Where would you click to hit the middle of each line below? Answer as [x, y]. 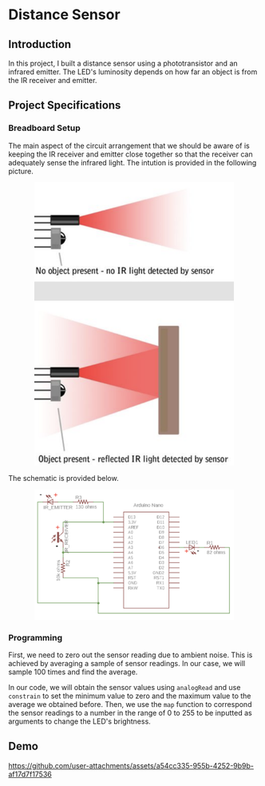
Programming [35, 637]
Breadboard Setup [45, 128]
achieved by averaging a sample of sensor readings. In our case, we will [127, 663]
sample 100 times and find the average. [73, 672]
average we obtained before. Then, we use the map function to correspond [130, 704]
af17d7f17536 [30, 774]
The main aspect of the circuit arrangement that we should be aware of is [129, 145]
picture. [21, 171]
